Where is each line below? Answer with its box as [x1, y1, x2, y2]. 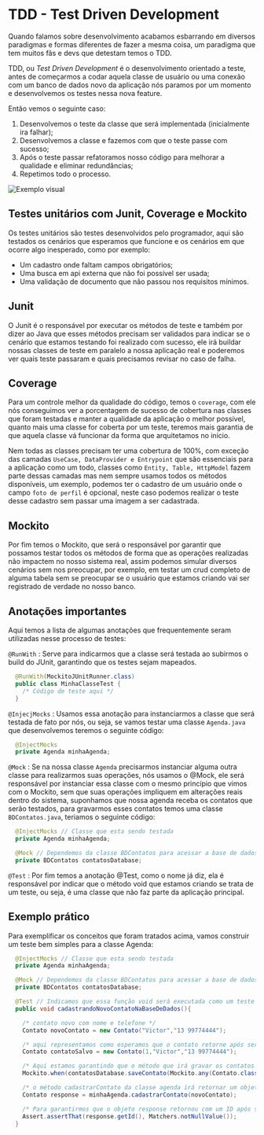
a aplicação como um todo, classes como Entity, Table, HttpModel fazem [8, 462, 251, 473]
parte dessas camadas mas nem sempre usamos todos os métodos [8, 471, 227, 481]
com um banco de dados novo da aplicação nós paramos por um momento [8, 80, 251, 90]
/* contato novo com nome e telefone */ [22, 1019, 156, 1027]
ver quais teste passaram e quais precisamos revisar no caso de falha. [8, 354, 236, 363]
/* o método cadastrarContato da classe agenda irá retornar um [22, 1084, 237, 1092]
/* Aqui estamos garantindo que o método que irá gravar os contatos [22, 1062, 255, 1071]
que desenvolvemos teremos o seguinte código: [8, 725, 164, 735]
